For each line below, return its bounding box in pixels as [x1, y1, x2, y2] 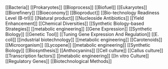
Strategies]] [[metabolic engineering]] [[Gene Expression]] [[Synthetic [5, 26, 152, 32]
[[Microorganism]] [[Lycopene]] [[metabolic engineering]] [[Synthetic [5, 42, 151, 48]
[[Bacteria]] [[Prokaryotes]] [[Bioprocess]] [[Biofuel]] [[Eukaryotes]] [5, 5, 148, 10]
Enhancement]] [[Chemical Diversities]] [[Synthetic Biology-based [5, 20, 144, 26]
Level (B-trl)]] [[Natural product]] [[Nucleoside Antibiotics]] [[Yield [5, 15, 144, 21]
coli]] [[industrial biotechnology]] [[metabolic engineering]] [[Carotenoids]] [5, 37, 162, 43]
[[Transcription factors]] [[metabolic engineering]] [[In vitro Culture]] [5, 53, 149, 59]
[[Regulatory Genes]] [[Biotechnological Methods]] [5, 58, 112, 64]
